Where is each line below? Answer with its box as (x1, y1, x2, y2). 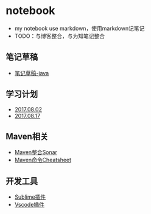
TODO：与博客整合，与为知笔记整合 (14, 32, 105, 40)
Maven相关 (5, 131, 49, 141)
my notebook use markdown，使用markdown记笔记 (14, 24, 145, 32)
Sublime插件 (14, 193, 46, 201)
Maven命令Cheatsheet (14, 157, 71, 164)
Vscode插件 (14, 201, 45, 208)
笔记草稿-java (14, 69, 49, 76)
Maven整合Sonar (14, 149, 57, 156)
